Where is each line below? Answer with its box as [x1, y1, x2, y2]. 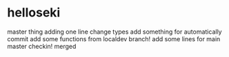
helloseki [7, 5, 61, 21]
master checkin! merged [7, 42, 77, 50]
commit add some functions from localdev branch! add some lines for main [7, 34, 221, 43]
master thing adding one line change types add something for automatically [7, 27, 222, 36]
